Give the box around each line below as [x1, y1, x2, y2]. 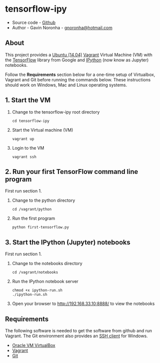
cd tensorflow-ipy [12, 118, 50, 123]
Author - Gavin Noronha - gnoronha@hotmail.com [12, 24, 113, 30]
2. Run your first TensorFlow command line [5, 167, 139, 176]
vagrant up [12, 136, 35, 141]
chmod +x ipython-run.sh [12, 288, 63, 293]
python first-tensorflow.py [12, 225, 69, 230]
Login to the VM [12, 145, 45, 151]
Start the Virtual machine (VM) [12, 127, 73, 133]
